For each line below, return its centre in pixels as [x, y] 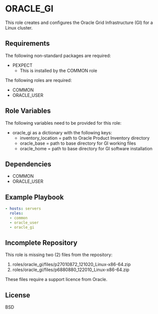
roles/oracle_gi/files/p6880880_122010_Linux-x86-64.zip [71, 270]
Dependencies [28, 164]
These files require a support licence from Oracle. [56, 280]
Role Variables [28, 111]
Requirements [27, 44]
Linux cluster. [19, 27]
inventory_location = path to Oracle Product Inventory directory [85, 138]
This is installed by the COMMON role [58, 70]
